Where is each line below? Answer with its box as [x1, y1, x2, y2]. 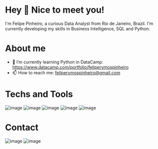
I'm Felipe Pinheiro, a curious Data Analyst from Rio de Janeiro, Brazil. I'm [5, 21, 153, 26]
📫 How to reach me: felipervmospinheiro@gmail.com [12, 69, 121, 75]
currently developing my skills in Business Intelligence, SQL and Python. [5, 25, 150, 31]
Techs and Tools [5, 89, 73, 100]
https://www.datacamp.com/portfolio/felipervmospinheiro [12, 64, 129, 70]
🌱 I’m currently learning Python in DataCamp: [12, 59, 104, 65]
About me [5, 43, 46, 54]
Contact [5, 122, 39, 133]
